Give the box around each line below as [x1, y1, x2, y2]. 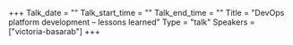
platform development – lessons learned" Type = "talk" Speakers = [8, 17, 256, 27]
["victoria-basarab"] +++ [8, 26, 100, 36]
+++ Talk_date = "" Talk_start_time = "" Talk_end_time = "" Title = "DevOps [8, 8, 285, 18]
